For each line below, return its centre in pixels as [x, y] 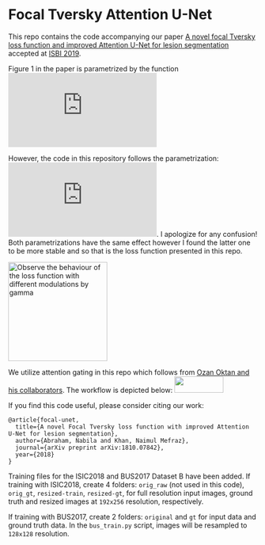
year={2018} [35, 454]
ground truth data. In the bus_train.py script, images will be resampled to [128, 525]
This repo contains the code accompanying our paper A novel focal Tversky [132, 36]
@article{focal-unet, [44, 420]
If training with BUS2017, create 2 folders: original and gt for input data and [132, 516]
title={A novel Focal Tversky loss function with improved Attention [132, 427]
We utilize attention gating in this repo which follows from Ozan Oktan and [129, 372]
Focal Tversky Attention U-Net [110, 15]
